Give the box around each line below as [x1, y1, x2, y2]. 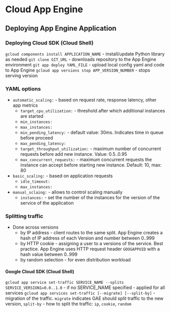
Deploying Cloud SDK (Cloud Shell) [5, 39, 94, 46]
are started [20, 113, 44, 119]
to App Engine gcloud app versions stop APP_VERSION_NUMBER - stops [5, 67, 150, 73]
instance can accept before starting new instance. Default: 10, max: [20, 162, 162, 168]
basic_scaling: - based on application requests [12, 173, 113, 179]
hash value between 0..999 [20, 251, 78, 257]
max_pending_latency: [20, 141, 66, 147]
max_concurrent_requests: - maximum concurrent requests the [20, 157, 152, 163]
